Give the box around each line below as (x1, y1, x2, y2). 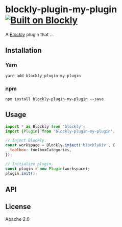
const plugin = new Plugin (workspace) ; (5, 166, 90, 171)
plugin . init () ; (5, 171, 38, 176)
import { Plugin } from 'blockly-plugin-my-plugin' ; (5, 129, 115, 134)
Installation (5, 46, 42, 55)
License (5, 202, 31, 211)
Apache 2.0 (5, 216, 30, 222)
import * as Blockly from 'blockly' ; (5, 124, 86, 129)
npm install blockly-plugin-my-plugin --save (5, 96, 104, 102)
